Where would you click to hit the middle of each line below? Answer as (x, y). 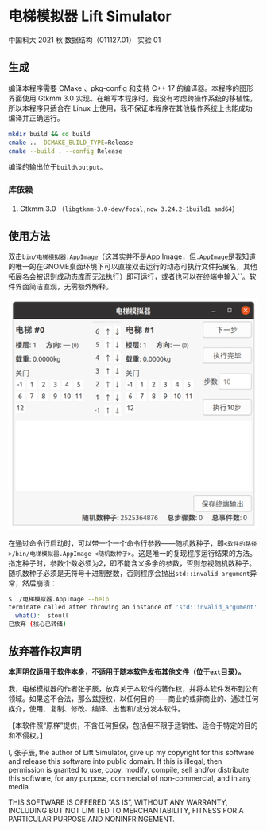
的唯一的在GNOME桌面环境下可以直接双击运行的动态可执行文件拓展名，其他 (133, 267)
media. (19, 786)
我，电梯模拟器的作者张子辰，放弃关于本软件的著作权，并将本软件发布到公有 (133, 688)
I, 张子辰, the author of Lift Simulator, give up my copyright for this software (132, 752)
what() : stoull (42, 616)
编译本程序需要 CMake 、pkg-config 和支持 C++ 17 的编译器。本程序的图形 (131, 88)
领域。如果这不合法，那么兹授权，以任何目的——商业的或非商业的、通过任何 (133, 699)
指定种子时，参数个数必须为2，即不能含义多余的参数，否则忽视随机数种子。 (132, 563)
